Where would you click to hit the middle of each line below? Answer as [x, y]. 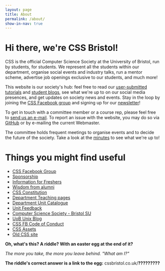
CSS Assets [24, 229]
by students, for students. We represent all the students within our [72, 67]
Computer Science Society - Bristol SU [52, 214]
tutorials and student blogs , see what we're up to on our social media [75, 92]
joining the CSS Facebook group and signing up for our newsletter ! [73, 103]
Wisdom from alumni [33, 187]
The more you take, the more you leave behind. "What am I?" [67, 254]
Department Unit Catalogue [40, 203]
